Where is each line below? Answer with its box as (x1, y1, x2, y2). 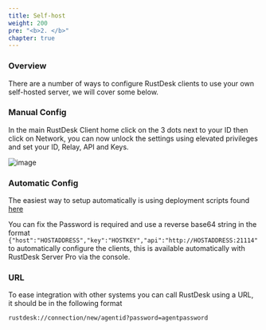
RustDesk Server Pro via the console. (8, 252, 131, 262)
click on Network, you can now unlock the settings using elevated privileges (8, 133, 259, 143)
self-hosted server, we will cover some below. (8, 87, 159, 97)
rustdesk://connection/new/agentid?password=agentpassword (8, 314, 209, 322)
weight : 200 (8, 19, 48, 27)
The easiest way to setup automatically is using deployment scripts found (8, 196, 250, 205)
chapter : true (8, 34, 56, 42)
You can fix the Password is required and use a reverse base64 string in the (8, 220, 257, 229)
